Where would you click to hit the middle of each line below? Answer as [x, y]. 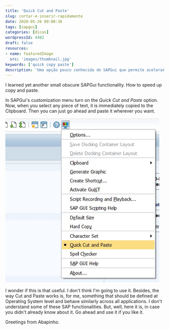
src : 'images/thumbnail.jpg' [41, 59]
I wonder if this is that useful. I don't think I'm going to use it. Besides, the [82, 291]
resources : [17, 48]
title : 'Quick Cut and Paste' [37, 11]
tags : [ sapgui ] [21, 27]
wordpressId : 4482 [25, 38]
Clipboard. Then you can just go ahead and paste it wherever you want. [80, 111]
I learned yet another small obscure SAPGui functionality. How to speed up [83, 85]
